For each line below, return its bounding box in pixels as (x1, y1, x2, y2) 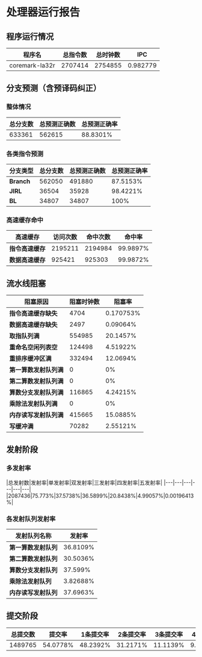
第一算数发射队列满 (9, 366, 64, 374)
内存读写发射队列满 (9, 411, 64, 419)
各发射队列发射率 (6, 514, 56, 523)
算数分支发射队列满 (9, 388, 64, 397)
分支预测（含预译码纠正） (6, 83, 101, 93)
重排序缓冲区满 (9, 355, 52, 363)
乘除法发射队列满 (9, 400, 58, 408)
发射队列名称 (15, 532, 52, 540)
